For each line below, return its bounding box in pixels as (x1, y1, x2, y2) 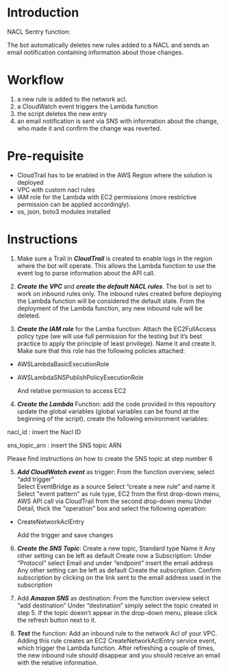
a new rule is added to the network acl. (16, 95, 127, 103)
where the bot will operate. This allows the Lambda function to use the (16, 261, 216, 269)
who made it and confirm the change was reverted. (16, 124, 162, 132)
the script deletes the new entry (16, 109, 107, 117)
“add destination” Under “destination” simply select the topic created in (16, 601, 218, 609)
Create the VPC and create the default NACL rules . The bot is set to (16, 282, 212, 290)
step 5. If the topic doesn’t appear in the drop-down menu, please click (16, 608, 218, 616)
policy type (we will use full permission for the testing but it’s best (16, 332, 203, 340)
